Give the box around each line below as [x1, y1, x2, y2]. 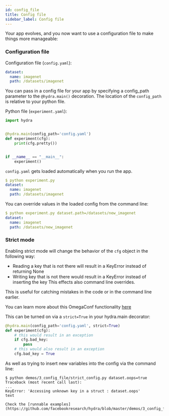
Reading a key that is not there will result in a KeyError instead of [12, 263, 147, 269]
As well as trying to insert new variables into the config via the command [5, 360, 156, 366]
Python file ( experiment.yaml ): [5, 109, 67, 115]
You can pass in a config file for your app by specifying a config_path [5, 88, 149, 94]
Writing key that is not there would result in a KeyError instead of [12, 273, 147, 279]
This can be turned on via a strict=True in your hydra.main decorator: [5, 314, 150, 320]
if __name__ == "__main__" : [5, 154, 64, 159]
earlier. [5, 294, 20, 300]
